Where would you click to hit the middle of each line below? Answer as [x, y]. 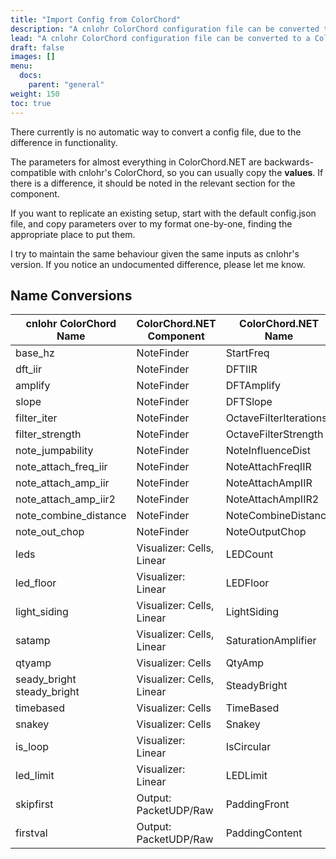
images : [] [33, 57]
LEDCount [249, 554]
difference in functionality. [64, 142]
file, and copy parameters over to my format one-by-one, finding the [151, 223]
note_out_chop [50, 532]
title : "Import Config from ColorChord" [96, 19]
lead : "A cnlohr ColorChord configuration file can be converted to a [160, 38]
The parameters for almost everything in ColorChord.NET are [136, 162]
